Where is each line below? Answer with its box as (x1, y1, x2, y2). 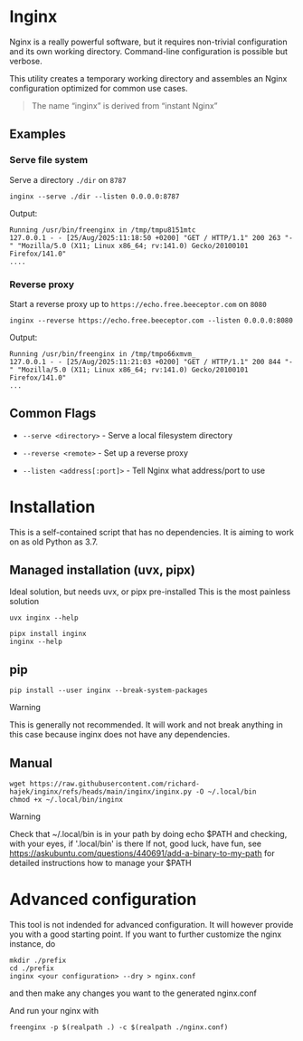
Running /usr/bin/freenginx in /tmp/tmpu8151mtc (9, 225, 196, 235)
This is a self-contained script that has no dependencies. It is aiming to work (9, 526, 294, 537)
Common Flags (9, 406, 97, 421)
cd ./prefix (9, 964, 54, 973)
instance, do (9, 939, 56, 949)
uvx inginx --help (9, 613, 79, 622)
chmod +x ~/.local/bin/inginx (9, 795, 124, 805)
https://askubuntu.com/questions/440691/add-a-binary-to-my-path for (9, 848, 275, 859)
